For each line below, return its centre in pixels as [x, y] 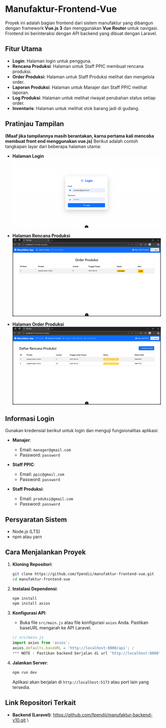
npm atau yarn [27, 537]
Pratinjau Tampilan [35, 124]
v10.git [19, 720]
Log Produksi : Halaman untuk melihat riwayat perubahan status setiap [84, 98]
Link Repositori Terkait [41, 703]
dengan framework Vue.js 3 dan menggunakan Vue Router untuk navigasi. [82, 28]
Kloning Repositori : [32, 564]
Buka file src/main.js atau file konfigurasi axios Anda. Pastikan [84, 622]
